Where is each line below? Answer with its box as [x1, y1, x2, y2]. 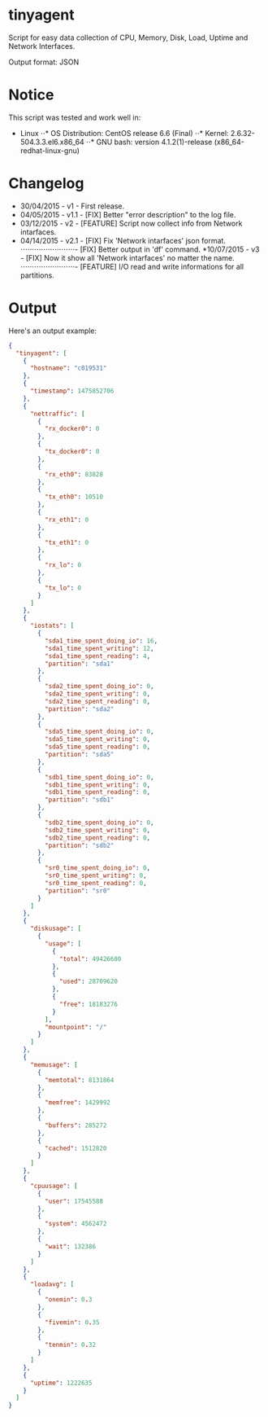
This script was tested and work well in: [8, 112, 141, 122]
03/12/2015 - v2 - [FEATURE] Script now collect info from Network [19, 218, 243, 228]
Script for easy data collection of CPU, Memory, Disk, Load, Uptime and [8, 33, 249, 42]
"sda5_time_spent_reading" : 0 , [44, 743, 151, 751]
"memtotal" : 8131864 [44, 1076, 115, 1084]
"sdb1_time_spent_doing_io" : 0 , [44, 773, 154, 781]
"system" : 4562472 [44, 1220, 107, 1228]
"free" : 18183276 [59, 1000, 118, 1008]
